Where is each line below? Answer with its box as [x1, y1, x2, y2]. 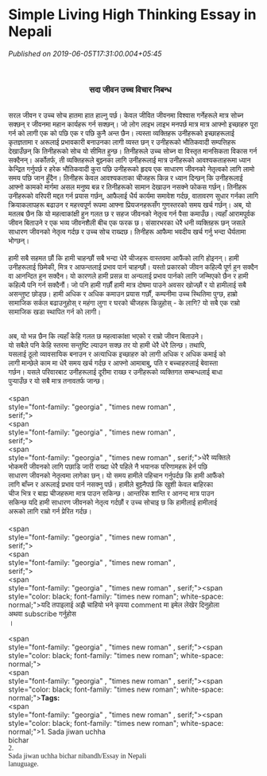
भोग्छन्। [8, 236, 30, 246]
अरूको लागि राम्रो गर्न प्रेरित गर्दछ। [8, 507, 92, 517]
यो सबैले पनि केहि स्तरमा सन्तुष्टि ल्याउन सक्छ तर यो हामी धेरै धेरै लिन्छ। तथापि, [8, 341, 207, 350]
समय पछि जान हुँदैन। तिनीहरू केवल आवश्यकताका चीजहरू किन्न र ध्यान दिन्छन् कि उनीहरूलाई [8, 174, 243, 183]
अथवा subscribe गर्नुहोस [8, 609, 77, 618]
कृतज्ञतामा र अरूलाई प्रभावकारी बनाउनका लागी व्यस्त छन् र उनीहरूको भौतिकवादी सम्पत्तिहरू [8, 138, 236, 147]
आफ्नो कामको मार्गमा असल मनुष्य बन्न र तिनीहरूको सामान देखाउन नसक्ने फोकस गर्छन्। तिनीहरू [8, 182, 247, 192]
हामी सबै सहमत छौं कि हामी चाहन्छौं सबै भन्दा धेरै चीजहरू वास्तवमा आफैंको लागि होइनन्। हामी [8, 253, 240, 263]
